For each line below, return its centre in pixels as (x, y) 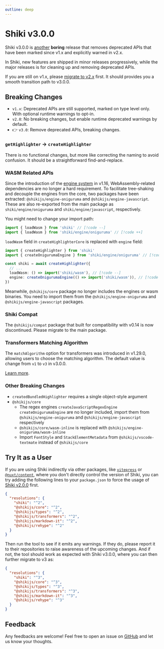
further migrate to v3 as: (30, 560)
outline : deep (20, 10)
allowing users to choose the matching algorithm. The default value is (75, 359)
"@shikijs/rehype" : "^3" (39, 600)
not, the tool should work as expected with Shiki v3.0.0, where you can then (81, 554)
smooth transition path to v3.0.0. (38, 81)
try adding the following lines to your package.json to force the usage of (77, 480)
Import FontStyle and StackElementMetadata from (69, 437)
